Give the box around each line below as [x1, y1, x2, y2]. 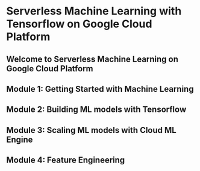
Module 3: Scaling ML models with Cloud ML [6, 125, 177, 135]
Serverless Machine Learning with [6, 4, 182, 18]
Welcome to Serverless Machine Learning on [6, 54, 179, 64]
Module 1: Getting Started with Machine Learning [6, 83, 194, 94]
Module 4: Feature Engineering [6, 155, 125, 166]
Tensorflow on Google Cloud [6, 17, 152, 31]
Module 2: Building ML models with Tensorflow [6, 105, 187, 115]
